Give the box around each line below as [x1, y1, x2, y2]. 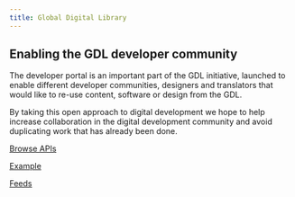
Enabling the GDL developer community [9, 47, 238, 62]
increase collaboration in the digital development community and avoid [9, 116, 272, 127]
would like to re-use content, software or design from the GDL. [9, 89, 243, 100]
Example [9, 161, 42, 172]
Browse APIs [9, 143, 57, 154]
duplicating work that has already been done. [9, 126, 178, 137]
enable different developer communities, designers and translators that [9, 80, 273, 91]
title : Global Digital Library [9, 13, 127, 22]
